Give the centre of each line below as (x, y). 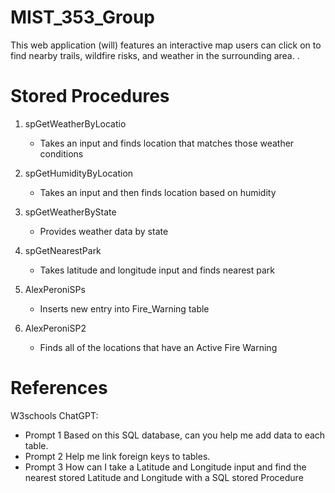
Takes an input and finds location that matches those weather (167, 143)
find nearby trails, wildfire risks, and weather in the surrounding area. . (155, 55)
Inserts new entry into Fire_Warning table (124, 308)
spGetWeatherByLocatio (75, 123)
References (59, 388)
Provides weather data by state (104, 231)
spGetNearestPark (63, 250)
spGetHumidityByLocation (79, 173)
